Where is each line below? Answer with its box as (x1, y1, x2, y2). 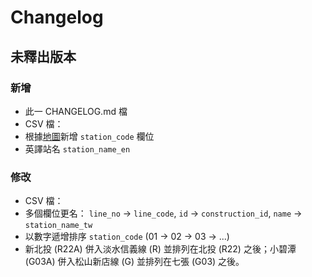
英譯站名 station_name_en (24, 142, 131, 155)
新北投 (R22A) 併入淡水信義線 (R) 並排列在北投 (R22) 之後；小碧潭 (24, 243, 297, 255)
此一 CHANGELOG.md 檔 (24, 105, 128, 117)
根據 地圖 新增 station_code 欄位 (24, 130, 155, 142)
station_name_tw (24, 221, 93, 231)
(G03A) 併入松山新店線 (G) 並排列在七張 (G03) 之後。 (24, 256, 245, 268)
